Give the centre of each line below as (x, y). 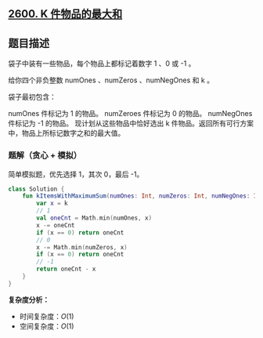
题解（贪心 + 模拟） (45, 155)
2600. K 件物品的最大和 (65, 14)
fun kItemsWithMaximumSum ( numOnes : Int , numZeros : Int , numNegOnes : (136, 196)
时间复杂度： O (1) (47, 316)
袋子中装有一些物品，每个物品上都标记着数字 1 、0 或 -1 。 (102, 64)
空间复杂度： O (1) (47, 326)
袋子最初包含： (32, 97)
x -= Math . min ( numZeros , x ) (82, 247)
